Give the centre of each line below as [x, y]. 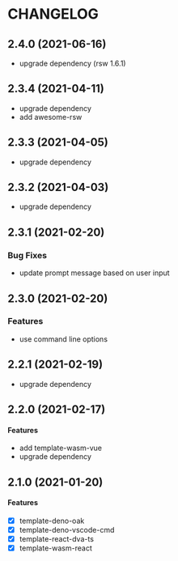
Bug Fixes [28, 255]
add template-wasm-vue [61, 448]
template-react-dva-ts [57, 538]
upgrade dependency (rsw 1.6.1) [72, 63]
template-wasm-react [55, 548]
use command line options [64, 339]
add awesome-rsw [51, 117]
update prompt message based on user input [95, 273]
